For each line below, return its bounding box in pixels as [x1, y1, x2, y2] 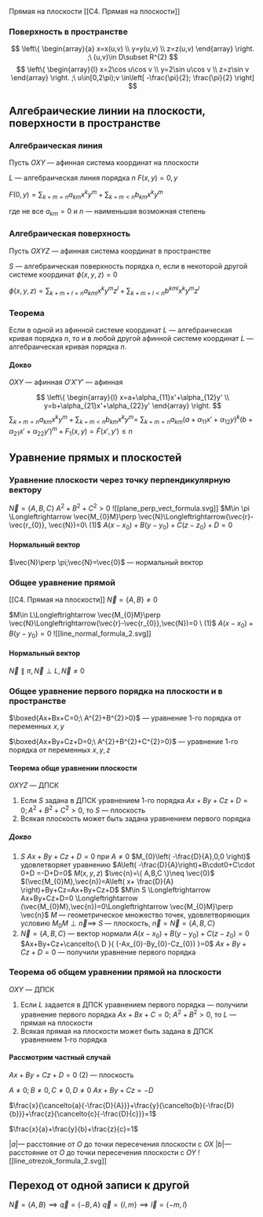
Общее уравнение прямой [9, 577, 116, 588]
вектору [9, 484, 42, 495]
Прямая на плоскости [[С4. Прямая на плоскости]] [9, 7, 181, 16]
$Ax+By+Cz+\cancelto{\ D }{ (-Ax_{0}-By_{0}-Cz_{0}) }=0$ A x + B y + [20, 939, 247, 948]
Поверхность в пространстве [9, 26, 128, 37]
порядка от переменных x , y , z [9, 746, 111, 755]
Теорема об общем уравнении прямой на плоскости [9, 966, 222, 977]
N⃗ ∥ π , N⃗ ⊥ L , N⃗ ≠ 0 [9, 665, 85, 675]
